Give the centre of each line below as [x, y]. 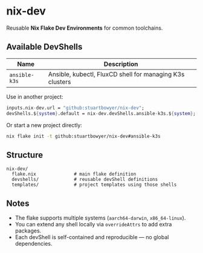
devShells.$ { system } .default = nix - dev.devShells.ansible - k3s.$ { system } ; [101, 113]
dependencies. [34, 244]
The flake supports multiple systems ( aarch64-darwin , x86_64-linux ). [100, 218]
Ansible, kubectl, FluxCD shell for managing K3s [116, 74]
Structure [25, 155]
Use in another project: [35, 97]
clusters [60, 82]
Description [121, 64]
